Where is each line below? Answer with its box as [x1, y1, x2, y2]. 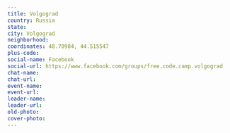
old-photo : [7, 108, 40, 115]
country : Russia [7, 17, 55, 24]
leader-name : [7, 96, 46, 103]
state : [7, 23, 27, 30]
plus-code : [7, 50, 40, 57]
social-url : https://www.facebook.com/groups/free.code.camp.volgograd [7, 63, 223, 70]
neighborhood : [7, 37, 50, 44]
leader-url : [7, 102, 42, 109]
